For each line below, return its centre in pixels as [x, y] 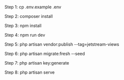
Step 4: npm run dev [25, 35]
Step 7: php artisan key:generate [37, 63]
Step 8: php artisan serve [30, 72]
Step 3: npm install [23, 26]
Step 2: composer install [29, 16]
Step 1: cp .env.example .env [33, 7]
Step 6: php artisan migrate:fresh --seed [45, 53]
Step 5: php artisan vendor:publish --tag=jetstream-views [62, 44]
